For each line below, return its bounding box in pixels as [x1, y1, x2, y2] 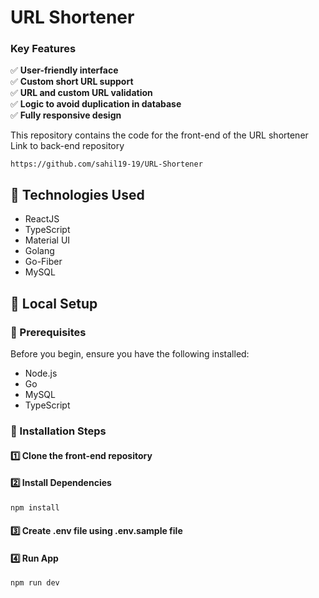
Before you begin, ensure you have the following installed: [10, 347, 250, 360]
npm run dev [10, 578, 60, 588]
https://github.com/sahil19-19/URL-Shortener [10, 159, 203, 170]
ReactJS [24, 213, 60, 225]
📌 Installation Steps [10, 424, 107, 438]
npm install [10, 502, 60, 513]
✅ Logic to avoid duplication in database [10, 98, 182, 110]
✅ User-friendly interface [10, 64, 119, 76]
